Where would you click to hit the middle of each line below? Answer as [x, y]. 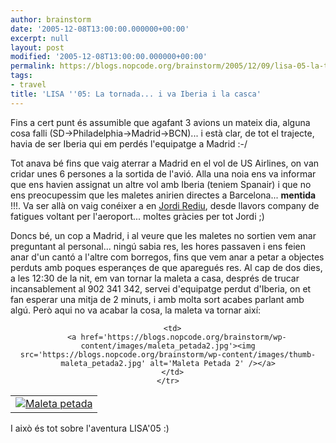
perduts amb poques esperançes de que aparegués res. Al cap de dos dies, [166, 267]
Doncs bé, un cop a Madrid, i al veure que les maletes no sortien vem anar [163, 235]
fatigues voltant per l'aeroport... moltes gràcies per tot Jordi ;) [137, 216]
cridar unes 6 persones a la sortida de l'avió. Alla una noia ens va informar [163, 173]
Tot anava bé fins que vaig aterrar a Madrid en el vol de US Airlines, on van [165, 163]
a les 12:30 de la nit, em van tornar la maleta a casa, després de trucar [155, 278]
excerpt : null [40, 38]
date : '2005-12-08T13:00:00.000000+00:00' [100, 29]
